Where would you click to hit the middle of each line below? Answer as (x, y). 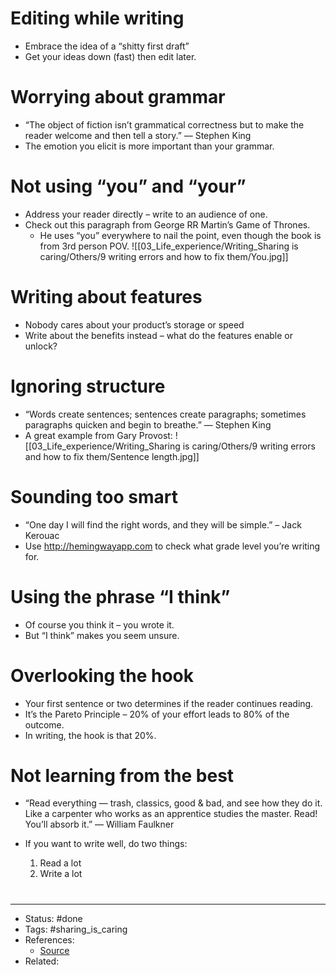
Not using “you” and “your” (128, 186)
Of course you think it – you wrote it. (99, 624)
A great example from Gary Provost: (98, 435)
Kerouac (42, 535)
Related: (42, 961)
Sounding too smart (94, 496)
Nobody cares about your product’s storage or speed (134, 324)
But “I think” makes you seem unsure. (102, 635)
